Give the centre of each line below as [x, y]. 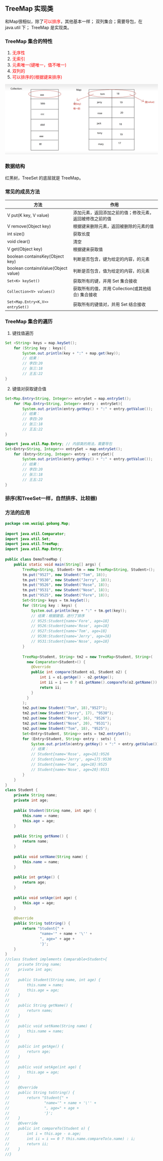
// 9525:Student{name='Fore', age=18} [70, 621]
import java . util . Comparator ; [36, 534]
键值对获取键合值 [29, 388]
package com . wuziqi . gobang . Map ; [38, 523]
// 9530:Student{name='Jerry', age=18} [71, 636]
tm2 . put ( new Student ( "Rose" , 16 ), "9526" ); [67, 719]
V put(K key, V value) [28, 215]
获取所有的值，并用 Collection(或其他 [110, 288]
